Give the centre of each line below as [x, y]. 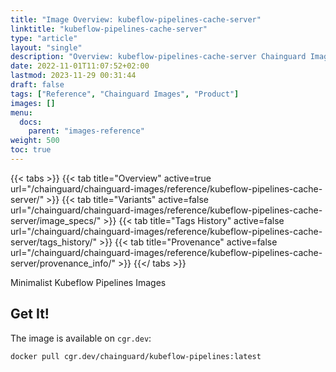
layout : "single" [46, 47]
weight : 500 [35, 141]
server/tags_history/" [54, 242]
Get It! [30, 314]
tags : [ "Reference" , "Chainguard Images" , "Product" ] [125, 94]
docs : [31, 122]
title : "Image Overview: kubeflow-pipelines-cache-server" [136, 19]
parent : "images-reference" [86, 131]
